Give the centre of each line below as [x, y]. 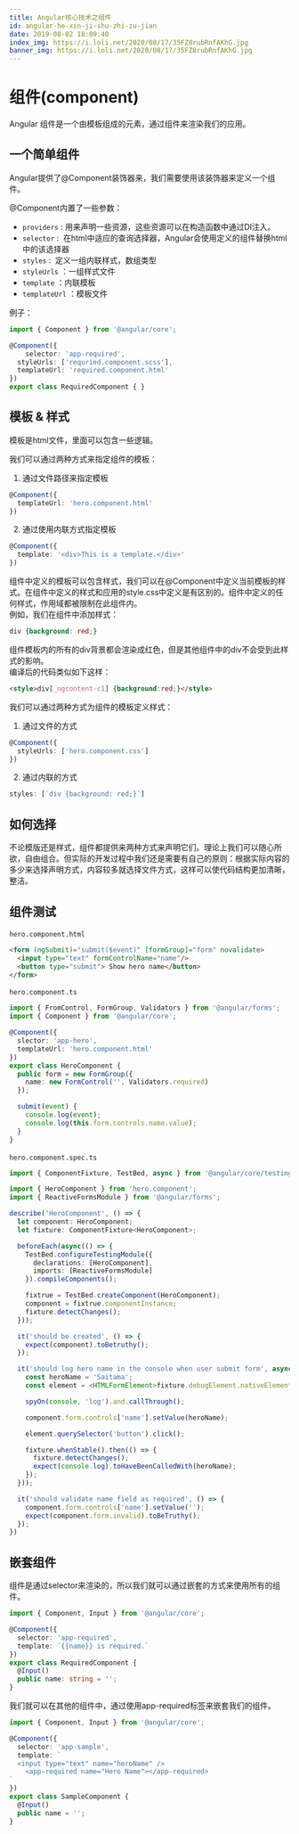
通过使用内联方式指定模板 [69, 529]
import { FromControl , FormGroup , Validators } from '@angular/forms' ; [145, 1008]
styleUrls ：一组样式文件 [69, 271]
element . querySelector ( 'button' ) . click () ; [105, 1434]
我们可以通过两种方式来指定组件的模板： [83, 459]
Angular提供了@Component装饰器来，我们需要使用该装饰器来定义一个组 [142, 177]
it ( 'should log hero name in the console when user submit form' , [143, 1369]
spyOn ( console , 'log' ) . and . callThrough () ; [105, 1401]
